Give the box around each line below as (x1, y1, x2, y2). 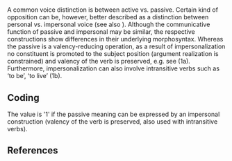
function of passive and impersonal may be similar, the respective (7, 28, 196, 36)
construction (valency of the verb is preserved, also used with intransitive (7, 117, 218, 126)
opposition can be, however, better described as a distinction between (7, 13, 209, 21)
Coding (7, 92, 40, 104)
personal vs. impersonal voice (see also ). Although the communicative (7, 20, 210, 29)
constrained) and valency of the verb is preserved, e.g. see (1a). (7, 57, 191, 66)
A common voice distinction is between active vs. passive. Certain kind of (7, 6, 219, 14)
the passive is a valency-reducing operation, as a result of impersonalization (7, 42, 226, 50)
